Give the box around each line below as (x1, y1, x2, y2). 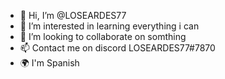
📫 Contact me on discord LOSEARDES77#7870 (19, 42, 216, 54)
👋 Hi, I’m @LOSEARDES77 (19, 10, 127, 21)
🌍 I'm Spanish (19, 57, 80, 69)
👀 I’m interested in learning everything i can (19, 20, 200, 32)
